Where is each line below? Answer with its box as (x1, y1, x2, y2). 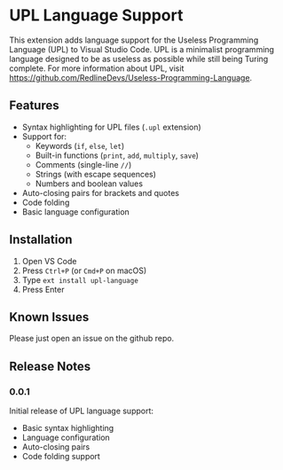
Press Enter (21, 284, 65, 294)
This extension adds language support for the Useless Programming (9, 35, 259, 45)
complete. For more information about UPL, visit (9, 63, 185, 74)
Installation (9, 232, 73, 247)
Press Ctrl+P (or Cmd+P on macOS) (21, 265, 147, 276)
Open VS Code (21, 255, 77, 266)
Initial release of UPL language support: (9, 405, 153, 417)
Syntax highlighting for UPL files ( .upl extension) (21, 121, 201, 132)
